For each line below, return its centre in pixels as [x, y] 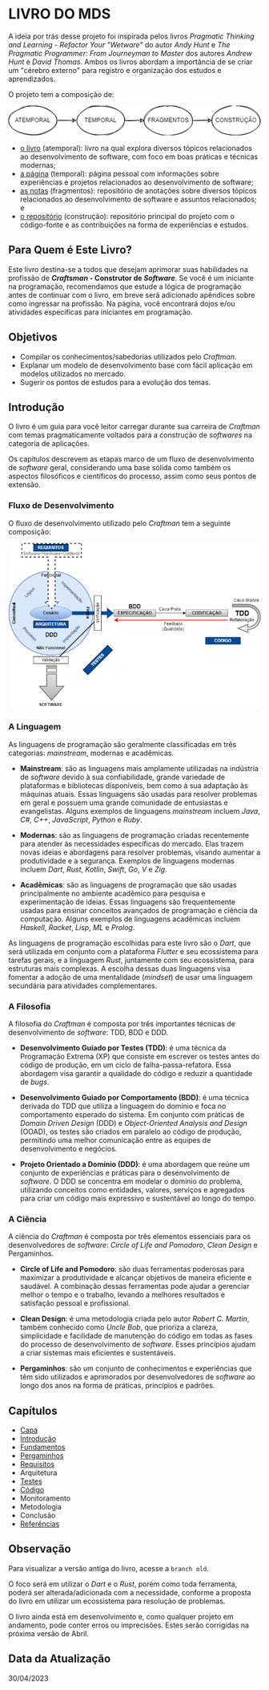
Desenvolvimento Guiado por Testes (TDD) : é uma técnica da [123, 1047]
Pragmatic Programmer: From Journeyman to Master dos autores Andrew [130, 53]
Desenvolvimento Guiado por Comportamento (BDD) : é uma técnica [134, 1097]
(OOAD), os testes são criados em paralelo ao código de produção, [130, 1131]
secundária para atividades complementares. [83, 985]
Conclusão [38, 1515]
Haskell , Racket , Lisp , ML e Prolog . [77, 927]
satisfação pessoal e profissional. [75, 1303]
